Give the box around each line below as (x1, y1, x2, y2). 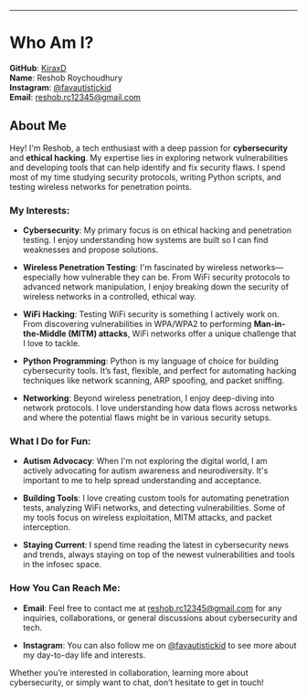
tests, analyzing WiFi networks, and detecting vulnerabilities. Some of (22, 502, 286, 513)
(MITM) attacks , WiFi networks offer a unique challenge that (68, 328, 297, 339)
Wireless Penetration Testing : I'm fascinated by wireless (22, 262, 238, 273)
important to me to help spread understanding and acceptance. (22, 475, 262, 486)
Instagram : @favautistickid (9, 81, 112, 92)
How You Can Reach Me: (9, 582, 121, 595)
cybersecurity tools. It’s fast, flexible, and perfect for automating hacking (22, 365, 297, 376)
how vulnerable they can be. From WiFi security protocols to (62, 271, 291, 283)
